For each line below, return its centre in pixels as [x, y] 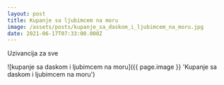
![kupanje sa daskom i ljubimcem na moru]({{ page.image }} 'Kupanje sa [112, 67]
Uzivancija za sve [33, 53]
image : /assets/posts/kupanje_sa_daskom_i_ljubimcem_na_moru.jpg [105, 27]
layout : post [26, 14]
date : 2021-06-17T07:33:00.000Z [55, 33]
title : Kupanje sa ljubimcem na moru [63, 20]
